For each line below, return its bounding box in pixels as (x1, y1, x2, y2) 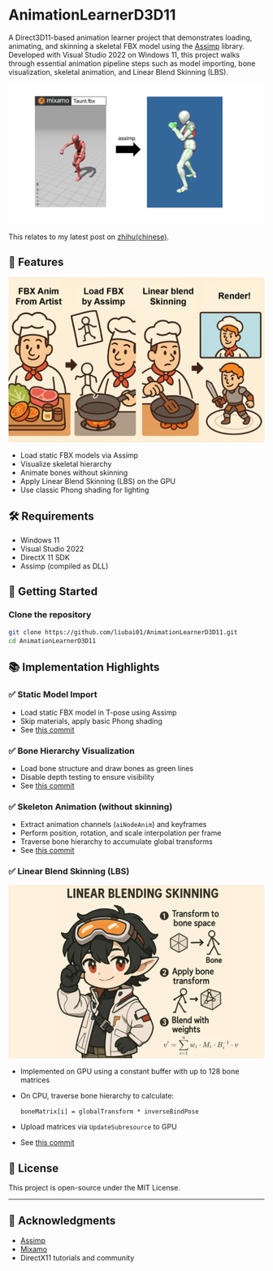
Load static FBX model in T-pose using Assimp (19, 707, 177, 717)
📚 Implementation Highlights (8, 660, 160, 674)
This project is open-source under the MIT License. (8, 1182, 181, 1192)
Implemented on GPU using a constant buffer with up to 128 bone (19, 1067, 240, 1077)
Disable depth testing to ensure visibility (19, 772, 154, 781)
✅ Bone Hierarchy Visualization (8, 745, 136, 756)
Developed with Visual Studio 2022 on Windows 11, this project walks (8, 50, 240, 59)
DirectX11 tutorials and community (19, 1252, 135, 1262)
